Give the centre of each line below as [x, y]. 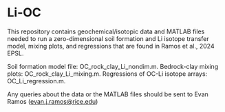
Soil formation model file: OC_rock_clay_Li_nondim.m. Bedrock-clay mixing [113, 66]
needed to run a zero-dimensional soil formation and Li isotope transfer [108, 38]
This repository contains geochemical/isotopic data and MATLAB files [106, 31]
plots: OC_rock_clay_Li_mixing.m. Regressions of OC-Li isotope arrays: [107, 74]
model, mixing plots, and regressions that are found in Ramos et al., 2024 [111, 46]
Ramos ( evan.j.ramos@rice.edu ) [53, 101]
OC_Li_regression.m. [36, 81]
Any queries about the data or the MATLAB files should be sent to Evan [108, 94]
